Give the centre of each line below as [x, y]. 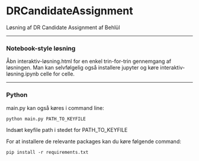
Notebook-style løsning [41, 48]
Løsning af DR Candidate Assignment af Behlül [63, 27]
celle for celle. [58, 74]
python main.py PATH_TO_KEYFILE [46, 119]
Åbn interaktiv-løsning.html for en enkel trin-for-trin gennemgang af [89, 61]
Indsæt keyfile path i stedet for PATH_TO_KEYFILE [67, 130]
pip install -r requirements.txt [47, 152]
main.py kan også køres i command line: [55, 108]
